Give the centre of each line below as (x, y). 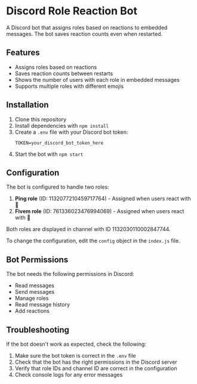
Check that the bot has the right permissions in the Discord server (96, 362)
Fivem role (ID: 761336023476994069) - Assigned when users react (99, 211)
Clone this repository (41, 119)
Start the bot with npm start (49, 154)
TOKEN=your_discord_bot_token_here (59, 143)
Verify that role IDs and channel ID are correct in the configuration (96, 368)
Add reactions (32, 311)
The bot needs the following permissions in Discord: (70, 274)
